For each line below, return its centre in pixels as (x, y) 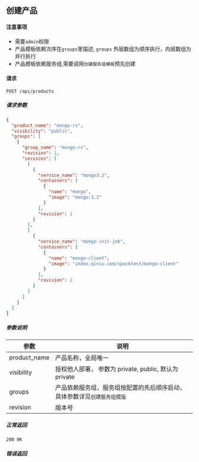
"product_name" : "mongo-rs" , (47, 125)
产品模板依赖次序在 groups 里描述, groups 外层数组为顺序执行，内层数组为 (103, 49)
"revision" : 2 (55, 280)
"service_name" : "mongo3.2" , (74, 175)
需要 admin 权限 (32, 41)
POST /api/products (30, 91)
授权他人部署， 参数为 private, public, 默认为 (117, 369)
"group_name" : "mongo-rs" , (55, 147)
